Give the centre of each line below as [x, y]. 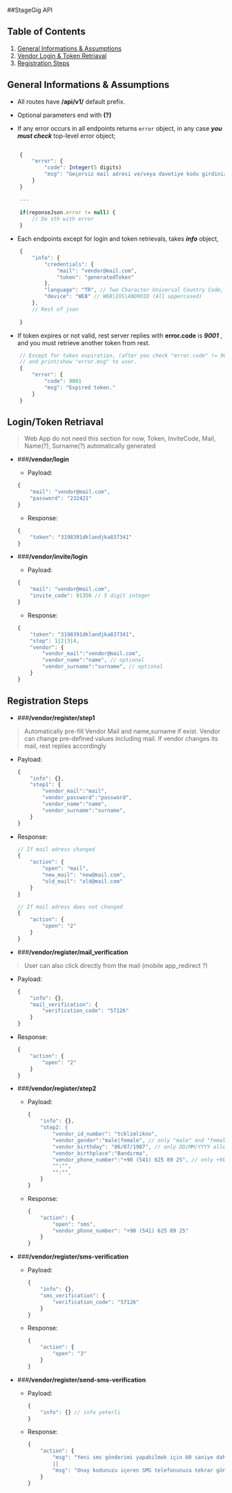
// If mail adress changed [56, 849]
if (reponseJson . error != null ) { [68, 213]
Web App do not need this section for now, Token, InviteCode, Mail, [120, 439]
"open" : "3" [69, 1354]
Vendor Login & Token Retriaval [62, 55]
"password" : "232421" [61, 498]
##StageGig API [30, 10]
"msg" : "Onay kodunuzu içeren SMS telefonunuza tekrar [133, 1470]
